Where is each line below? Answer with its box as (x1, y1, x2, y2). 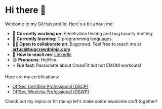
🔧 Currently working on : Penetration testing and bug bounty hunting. (12, 30, 154, 36)
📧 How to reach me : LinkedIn (12, 52, 72, 57)
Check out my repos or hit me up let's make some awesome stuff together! (5, 98, 158, 104)
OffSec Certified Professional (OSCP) (12, 83, 88, 89)
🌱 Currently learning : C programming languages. (12, 36, 113, 42)
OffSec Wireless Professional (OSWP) (12, 89, 90, 95)
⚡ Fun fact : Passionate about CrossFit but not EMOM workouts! (12, 62, 142, 68)
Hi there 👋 (5, 4, 46, 16)
